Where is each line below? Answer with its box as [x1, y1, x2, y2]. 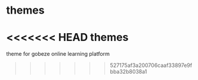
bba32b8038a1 [110, 68, 147, 75]
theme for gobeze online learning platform [6, 50, 110, 57]
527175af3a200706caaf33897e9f [110, 62, 193, 69]
